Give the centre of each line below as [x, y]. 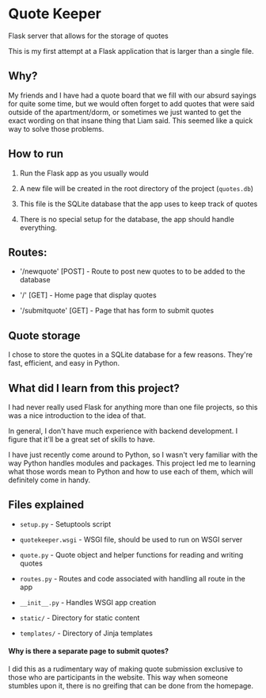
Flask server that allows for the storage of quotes [88, 36]
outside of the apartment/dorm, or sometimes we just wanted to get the [125, 112]
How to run [36, 154]
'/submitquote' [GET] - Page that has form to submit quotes [117, 311]
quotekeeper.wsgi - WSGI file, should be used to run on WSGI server [131, 539]
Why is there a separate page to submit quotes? [88, 651]
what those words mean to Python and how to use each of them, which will [131, 472]
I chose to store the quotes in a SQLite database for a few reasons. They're [131, 355]
